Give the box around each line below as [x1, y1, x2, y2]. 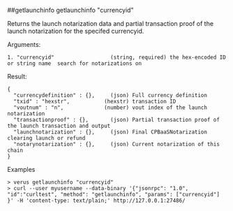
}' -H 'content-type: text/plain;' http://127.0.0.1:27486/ [7, 197, 186, 204]
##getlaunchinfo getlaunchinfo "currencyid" [7, 6, 134, 14]
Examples [7, 166, 36, 173]
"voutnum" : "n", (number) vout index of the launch [13, 104, 208, 111]
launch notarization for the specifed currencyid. [7, 27, 144, 35]
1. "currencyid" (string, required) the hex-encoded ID [7, 54, 227, 61]
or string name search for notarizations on [7, 60, 142, 67]
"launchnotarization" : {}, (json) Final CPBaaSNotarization [13, 129, 208, 136]
